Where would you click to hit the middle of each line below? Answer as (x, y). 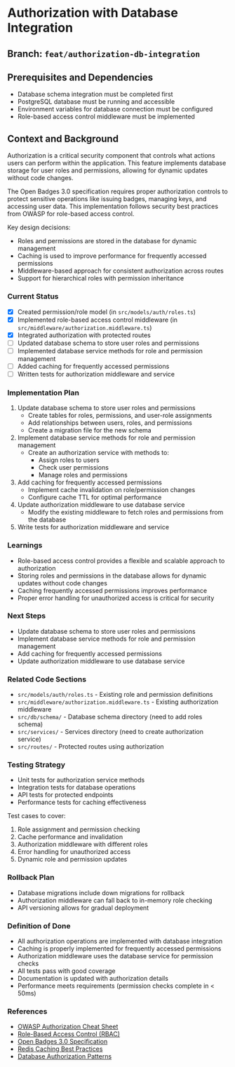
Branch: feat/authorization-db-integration (104, 54)
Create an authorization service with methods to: (99, 453)
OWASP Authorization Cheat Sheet (68, 1027)
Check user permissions (73, 468)
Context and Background (63, 138)
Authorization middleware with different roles (83, 844)
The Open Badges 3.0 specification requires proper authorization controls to (117, 191)
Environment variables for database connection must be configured (115, 109)
